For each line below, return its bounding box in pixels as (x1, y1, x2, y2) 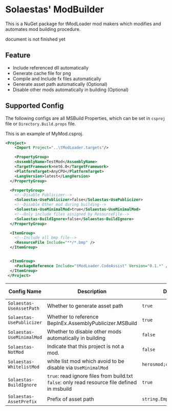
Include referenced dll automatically (12, 64, 89, 70)
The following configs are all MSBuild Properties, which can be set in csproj (5, 115, 165, 121)
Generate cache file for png (12, 70, 71, 76)
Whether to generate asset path (47, 302, 124, 309)
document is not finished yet (5, 36, 66, 42)
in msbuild (47, 385, 72, 392)
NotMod (8, 349, 24, 355)
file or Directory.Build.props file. (5, 120, 76, 127)
